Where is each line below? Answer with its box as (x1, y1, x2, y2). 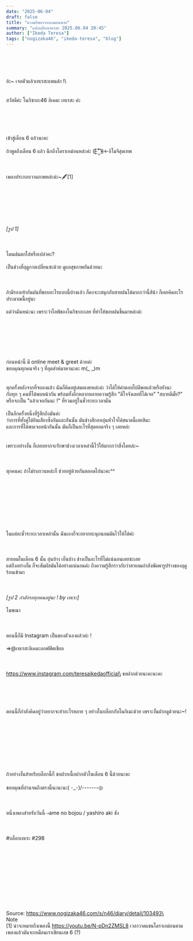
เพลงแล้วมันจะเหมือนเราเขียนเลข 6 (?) (6, 929, 81, 936)
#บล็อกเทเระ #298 (6, 835, 45, 841)
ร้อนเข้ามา (6, 569, 25, 575)
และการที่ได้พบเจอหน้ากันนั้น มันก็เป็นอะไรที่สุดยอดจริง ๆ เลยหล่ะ (6, 423, 130, 430)
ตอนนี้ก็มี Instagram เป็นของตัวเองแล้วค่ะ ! (6, 632, 92, 639)
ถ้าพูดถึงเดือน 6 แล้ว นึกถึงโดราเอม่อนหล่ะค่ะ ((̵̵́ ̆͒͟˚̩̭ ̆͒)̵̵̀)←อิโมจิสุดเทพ (6, 148, 132, 154)
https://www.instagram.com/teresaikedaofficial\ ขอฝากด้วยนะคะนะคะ (6, 670, 163, 677)
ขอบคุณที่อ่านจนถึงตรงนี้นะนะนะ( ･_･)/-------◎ (6, 784, 104, 791)
